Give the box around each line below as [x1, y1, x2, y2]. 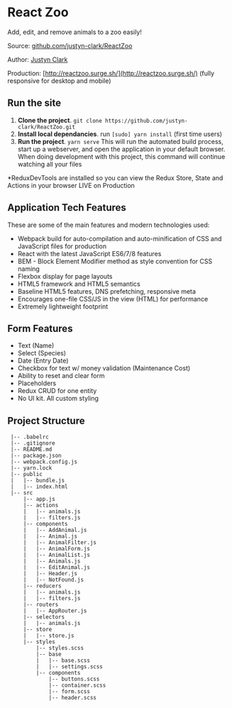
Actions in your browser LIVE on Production [7, 181, 135, 189]
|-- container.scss [48, 682, 106, 689]
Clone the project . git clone [17, 116, 103, 124]
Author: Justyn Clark [7, 55, 68, 64]
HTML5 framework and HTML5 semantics [17, 280, 140, 288]
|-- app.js [23, 496, 55, 503]
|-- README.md [10, 446, 53, 453]
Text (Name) [17, 341, 55, 350]
